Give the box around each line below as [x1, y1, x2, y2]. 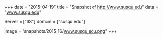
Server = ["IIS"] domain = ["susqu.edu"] [4, 19, 85, 24]
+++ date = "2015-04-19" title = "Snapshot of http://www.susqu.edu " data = [4, 4, 159, 10]
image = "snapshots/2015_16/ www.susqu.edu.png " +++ [4, 28, 117, 34]
